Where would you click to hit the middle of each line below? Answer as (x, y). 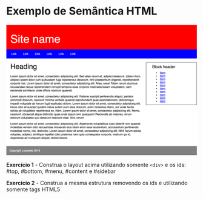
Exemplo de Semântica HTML (82, 11)
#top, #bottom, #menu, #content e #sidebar (61, 171)
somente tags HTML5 (33, 189)
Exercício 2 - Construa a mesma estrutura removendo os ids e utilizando (97, 183)
